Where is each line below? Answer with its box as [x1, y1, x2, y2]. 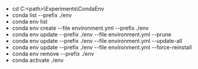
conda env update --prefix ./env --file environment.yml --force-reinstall [12, 44, 192, 51]
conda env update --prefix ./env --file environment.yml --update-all [12, 38, 183, 44]
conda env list [12, 18, 48, 25]
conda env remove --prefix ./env [12, 50, 94, 57]
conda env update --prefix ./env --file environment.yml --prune [12, 31, 172, 38]
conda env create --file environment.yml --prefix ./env [12, 24, 149, 31]
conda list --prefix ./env [12, 11, 72, 19]
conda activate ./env [12, 57, 64, 64]
